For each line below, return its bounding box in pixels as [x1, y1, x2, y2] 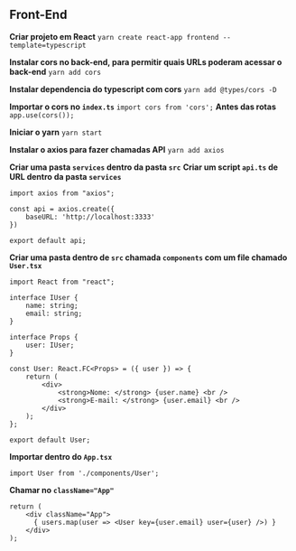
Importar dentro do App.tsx [9, 451, 113, 462]
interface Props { [9, 332, 79, 341]
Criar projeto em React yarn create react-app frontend [9, 31, 219, 42]
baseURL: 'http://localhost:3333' [25, 212, 155, 221]
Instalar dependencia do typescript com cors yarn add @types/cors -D [9, 83, 277, 94]
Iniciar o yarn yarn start [9, 126, 102, 137]
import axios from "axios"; [9, 189, 116, 198]
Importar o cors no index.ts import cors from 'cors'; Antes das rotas [9, 101, 277, 112]
